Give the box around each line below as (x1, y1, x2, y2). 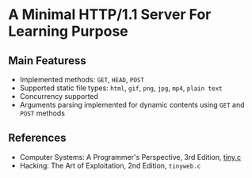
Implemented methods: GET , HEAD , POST (19, 75, 145, 84)
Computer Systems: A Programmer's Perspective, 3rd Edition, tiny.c (19, 152, 242, 161)
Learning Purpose (8, 22, 128, 40)
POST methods (19, 108, 66, 118)
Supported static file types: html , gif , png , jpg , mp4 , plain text (19, 83, 223, 93)
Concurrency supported (19, 92, 99, 100)
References (8, 131, 67, 145)
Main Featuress (8, 54, 86, 67)
